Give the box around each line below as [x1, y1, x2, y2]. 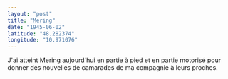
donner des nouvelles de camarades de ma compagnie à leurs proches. [7, 63, 219, 72]
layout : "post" [7, 10, 53, 18]
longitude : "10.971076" [7, 37, 78, 44]
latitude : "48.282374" [7, 30, 75, 37]
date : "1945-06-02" [7, 23, 66, 30]
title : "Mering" [7, 17, 56, 24]
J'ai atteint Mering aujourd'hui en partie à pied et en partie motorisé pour [7, 56, 222, 64]
